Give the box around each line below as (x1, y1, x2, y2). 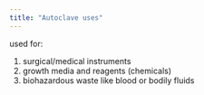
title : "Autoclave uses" (9, 13, 103, 23)
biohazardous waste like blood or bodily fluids (22, 74, 195, 86)
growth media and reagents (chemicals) (22, 65, 172, 76)
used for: (9, 38, 44, 49)
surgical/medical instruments (22, 55, 131, 66)
